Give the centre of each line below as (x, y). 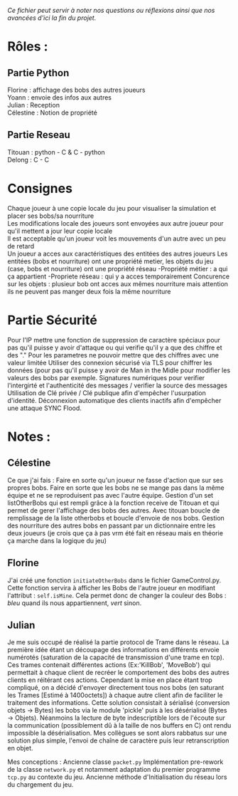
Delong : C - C (28, 159)
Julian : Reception (34, 105)
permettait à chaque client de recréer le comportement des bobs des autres (118, 673)
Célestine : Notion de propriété (52, 112)
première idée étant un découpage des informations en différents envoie (113, 650)
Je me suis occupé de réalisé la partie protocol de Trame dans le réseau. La (118, 642)
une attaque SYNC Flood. (44, 408)
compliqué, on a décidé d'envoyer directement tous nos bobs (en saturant (116, 688)
